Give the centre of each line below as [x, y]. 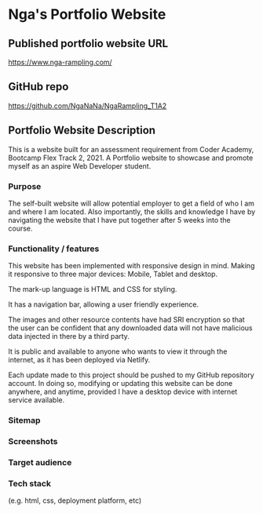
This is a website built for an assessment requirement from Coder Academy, [131, 149]
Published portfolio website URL [88, 44]
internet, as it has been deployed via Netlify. [79, 360]
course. [20, 228]
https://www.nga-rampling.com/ [60, 62]
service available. [37, 400]
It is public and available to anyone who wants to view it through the [118, 351]
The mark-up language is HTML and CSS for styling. [93, 289]
